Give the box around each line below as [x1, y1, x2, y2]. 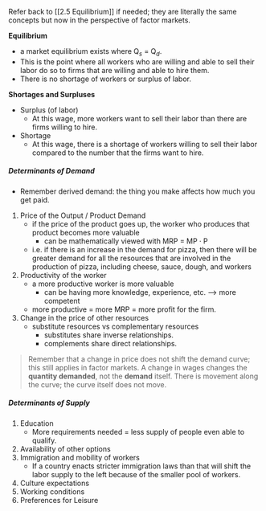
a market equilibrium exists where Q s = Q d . [19, 47, 162, 58]
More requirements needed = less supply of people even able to [31, 427, 245, 436]
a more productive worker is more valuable [31, 279, 174, 288]
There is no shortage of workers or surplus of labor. [19, 74, 191, 84]
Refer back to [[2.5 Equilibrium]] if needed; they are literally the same [8, 7, 237, 16]
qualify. [31, 435, 57, 445]
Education [19, 418, 54, 428]
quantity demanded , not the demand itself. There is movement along [27, 371, 259, 381]
